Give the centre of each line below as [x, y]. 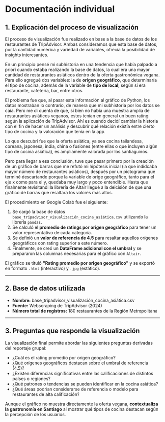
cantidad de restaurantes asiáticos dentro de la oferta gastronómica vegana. [82, 75]
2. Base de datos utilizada [45, 289]
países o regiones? [31, 379]
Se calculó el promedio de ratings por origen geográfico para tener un [84, 227]
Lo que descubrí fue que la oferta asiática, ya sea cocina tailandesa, [74, 141]
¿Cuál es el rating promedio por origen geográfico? [64, 357]
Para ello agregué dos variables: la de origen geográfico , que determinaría [81, 80]
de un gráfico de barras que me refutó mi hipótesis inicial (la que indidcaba [81, 166]
